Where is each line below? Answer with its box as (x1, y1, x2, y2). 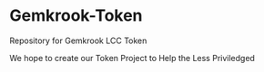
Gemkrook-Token (9, 5, 143, 26)
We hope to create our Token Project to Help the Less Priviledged (9, 52, 255, 63)
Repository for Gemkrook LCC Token (9, 35, 147, 46)
